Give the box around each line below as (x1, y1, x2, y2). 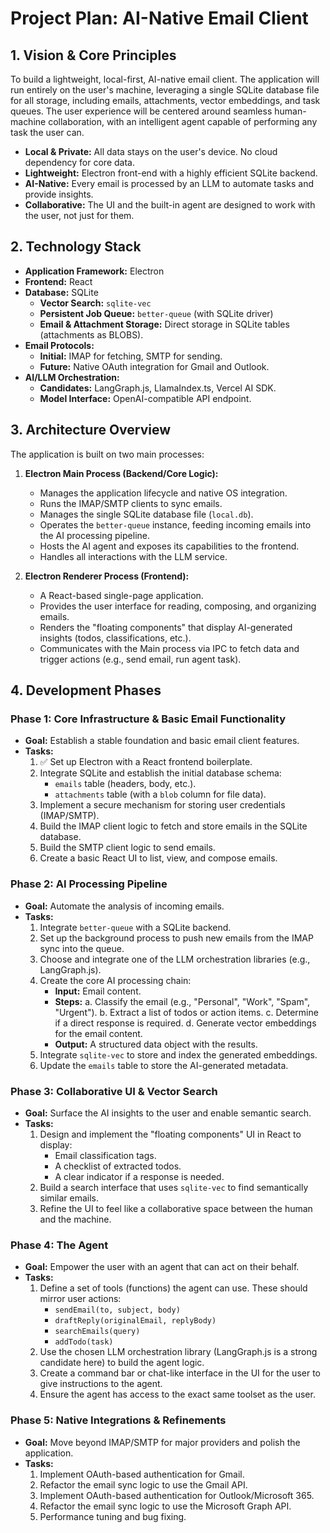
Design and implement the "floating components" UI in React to (39, 1128, 302, 1140)
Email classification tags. (54, 1149, 157, 1161)
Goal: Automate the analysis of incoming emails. (24, 900, 225, 912)
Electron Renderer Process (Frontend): (24, 570, 190, 582)
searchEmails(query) (54, 1327, 141, 1337)
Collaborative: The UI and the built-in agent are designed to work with (24, 199, 316, 211)
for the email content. (54, 1027, 143, 1039)
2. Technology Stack (10, 238, 142, 256)
